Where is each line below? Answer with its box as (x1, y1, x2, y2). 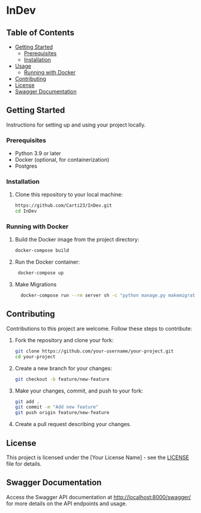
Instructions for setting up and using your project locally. (6, 121, 146, 128)
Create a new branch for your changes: (14, 364, 112, 372)
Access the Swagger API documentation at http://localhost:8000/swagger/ (6, 493, 191, 500)
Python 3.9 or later (14, 150, 61, 157)
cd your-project (14, 354, 56, 360)
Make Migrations (14, 281, 57, 288)
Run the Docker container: (14, 258, 80, 265)
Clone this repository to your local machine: (14, 191, 123, 198)
